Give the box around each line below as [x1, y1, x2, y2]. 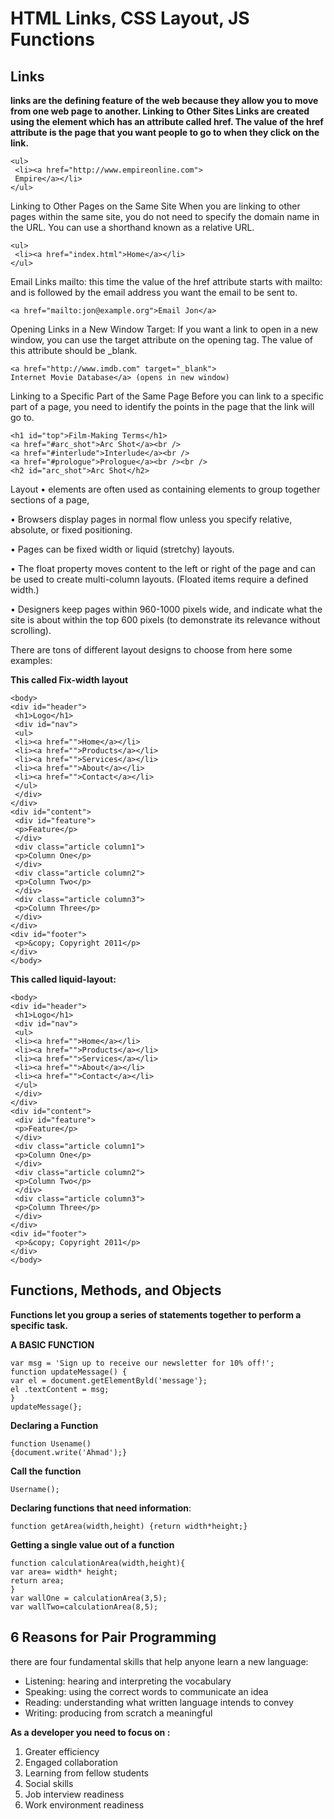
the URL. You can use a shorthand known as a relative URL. [10, 222, 255, 233]
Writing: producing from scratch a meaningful [24, 1707, 213, 1719]
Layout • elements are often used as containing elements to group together [10, 483, 321, 495]
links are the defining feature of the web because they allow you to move [10, 95, 319, 106]
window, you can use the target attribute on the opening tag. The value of [10, 334, 314, 346]
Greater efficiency [24, 1745, 100, 1757]
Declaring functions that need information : [10, 1502, 192, 1514]
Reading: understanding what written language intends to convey [24, 1696, 294, 1708]
